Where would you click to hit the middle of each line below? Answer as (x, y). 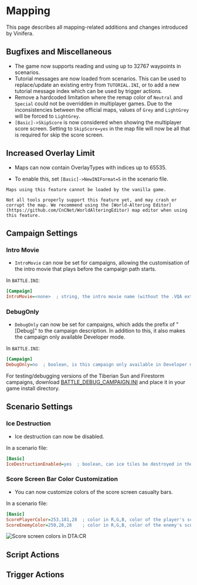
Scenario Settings (40, 407)
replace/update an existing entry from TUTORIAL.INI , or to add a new (97, 85)
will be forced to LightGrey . (47, 116)
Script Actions (33, 555)
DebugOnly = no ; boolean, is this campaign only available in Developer (97, 365)
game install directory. (33, 389)
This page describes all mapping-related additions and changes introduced (97, 27)
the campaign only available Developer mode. (70, 337)
